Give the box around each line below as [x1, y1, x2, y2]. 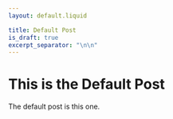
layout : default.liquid [8, 11, 88, 20]
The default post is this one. [8, 101, 100, 112]
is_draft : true [8, 34, 59, 42]
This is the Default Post [8, 75, 166, 93]
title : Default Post [8, 26, 77, 34]
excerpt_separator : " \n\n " [8, 41, 98, 49]
